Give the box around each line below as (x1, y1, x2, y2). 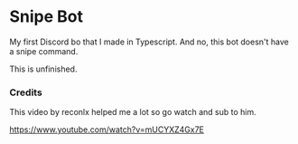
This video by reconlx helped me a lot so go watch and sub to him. (9, 107, 257, 118)
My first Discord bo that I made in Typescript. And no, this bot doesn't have (9, 36, 289, 47)
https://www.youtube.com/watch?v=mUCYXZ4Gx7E (9, 124, 205, 135)
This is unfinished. (9, 63, 78, 74)
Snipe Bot (9, 6, 84, 27)
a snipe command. (9, 45, 79, 56)
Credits (9, 86, 42, 99)
